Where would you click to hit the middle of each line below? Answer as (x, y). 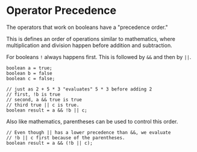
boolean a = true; (29, 68)
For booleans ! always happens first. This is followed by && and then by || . (99, 57)
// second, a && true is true (44, 100)
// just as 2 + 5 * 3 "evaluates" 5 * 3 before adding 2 (79, 89)
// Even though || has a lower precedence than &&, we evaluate (89, 132)
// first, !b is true (33, 94)
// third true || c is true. (43, 105)
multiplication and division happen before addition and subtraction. (89, 45)
